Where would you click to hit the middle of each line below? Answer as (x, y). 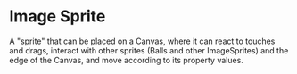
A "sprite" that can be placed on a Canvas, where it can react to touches (142, 41)
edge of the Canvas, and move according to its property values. (126, 60)
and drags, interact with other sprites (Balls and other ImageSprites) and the (149, 50)
